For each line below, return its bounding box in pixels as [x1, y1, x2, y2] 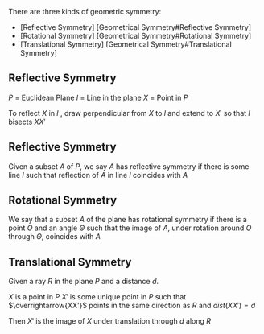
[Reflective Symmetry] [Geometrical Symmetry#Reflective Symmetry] [19, 23, 252, 31]
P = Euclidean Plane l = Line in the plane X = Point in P [8, 93, 188, 102]
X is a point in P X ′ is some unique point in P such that [8, 292, 187, 302]
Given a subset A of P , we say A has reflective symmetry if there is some [8, 161, 250, 171]
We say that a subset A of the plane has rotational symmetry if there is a [8, 215, 247, 225]
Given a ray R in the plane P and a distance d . [8, 277, 159, 287]
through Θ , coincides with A [8, 232, 101, 241]
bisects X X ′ [8, 117, 46, 126]
